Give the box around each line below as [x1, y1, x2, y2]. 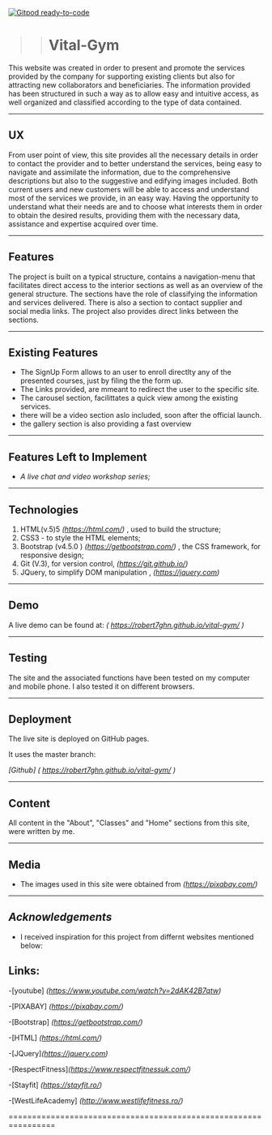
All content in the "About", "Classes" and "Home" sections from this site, [8, 818, 249, 828]
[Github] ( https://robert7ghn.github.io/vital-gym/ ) [8, 765, 176, 775]
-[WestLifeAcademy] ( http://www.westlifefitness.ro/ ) [8, 1095, 184, 1105]
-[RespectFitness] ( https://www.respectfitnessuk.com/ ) [8, 1064, 192, 1074]
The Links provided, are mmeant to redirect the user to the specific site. [19, 385, 260, 394]
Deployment [8, 712, 72, 726]
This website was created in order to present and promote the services [8, 62, 245, 72]
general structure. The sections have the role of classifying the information [8, 289, 257, 299]
